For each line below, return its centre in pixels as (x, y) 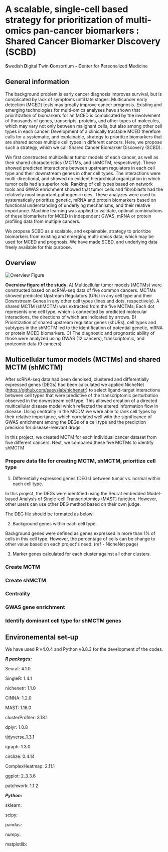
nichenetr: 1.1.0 (21, 688)
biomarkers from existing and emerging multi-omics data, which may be (79, 236)
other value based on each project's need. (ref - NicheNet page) (72, 544)
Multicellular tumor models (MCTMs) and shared (83, 359)
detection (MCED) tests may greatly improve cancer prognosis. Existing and (83, 105)
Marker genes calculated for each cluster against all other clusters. (82, 554)
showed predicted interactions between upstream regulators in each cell (80, 168)
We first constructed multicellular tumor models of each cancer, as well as (82, 157)
